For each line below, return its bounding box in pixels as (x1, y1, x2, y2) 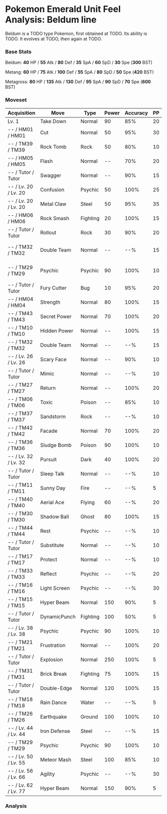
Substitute (40, 542, 64, 548)
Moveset (5, 96, 27, 103)
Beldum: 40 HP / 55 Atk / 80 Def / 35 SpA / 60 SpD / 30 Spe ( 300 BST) (5, 60, 153, 66)
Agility (40, 770, 55, 777)
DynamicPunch (40, 613, 76, 620)
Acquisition (7, 109, 36, 116)
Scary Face (40, 356, 67, 362)
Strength (40, 298, 61, 305)
